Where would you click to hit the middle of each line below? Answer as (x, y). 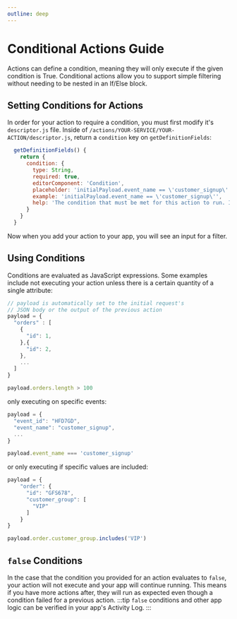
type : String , (53, 170)
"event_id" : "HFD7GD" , (47, 421)
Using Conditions (46, 258)
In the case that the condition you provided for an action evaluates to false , (117, 577)
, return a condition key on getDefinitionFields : (141, 138)
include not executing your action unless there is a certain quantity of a (110, 282)
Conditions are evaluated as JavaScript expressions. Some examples (108, 275)
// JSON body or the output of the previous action (85, 310)
